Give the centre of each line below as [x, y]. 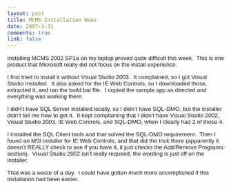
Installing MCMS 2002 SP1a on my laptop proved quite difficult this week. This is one [116, 58]
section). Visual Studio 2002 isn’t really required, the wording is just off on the [106, 154]
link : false [24, 39]
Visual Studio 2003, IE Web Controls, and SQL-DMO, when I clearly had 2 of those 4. [115, 122]
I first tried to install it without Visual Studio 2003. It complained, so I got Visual [107, 77]
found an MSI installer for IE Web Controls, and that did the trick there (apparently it [113, 141]
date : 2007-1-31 [30, 26]
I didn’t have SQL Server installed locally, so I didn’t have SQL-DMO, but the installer [114, 109]
